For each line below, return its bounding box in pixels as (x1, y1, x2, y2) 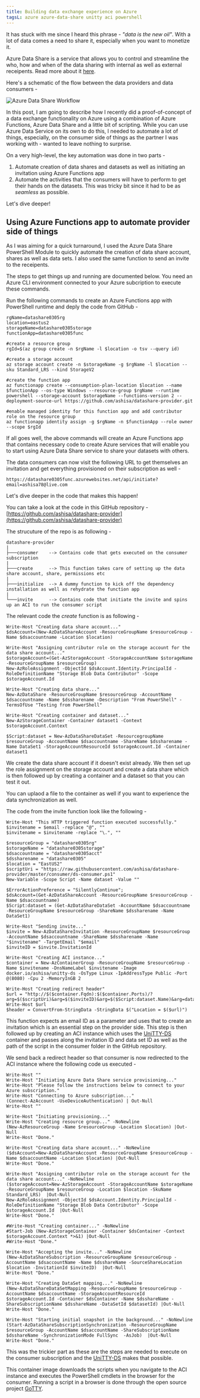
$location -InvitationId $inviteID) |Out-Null (6, 1265, 127, 1271)
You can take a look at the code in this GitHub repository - (6, 504, 149, 511)
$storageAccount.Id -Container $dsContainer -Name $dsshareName (6, 1296, 169, 1302)
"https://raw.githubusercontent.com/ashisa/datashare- (40, 866, 180, 872)
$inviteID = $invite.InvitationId (6, 944, 92, 950)
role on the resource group (6, 414, 76, 420)
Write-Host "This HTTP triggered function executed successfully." (6, 819, 177, 825)
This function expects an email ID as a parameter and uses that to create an (6, 1018, 192, 1025)
